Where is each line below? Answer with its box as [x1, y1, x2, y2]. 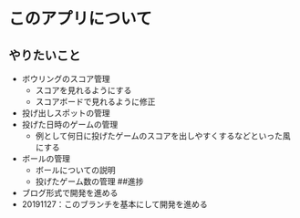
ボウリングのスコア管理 [21, 74, 110, 84]
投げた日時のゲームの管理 [21, 119, 119, 130]
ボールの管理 [21, 153, 70, 164]
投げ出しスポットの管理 [21, 108, 110, 119]
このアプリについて [8, 8, 152, 29]
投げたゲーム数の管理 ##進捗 [35, 176, 144, 187]
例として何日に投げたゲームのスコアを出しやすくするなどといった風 [35, 130, 291, 141]
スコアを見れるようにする [35, 85, 132, 96]
